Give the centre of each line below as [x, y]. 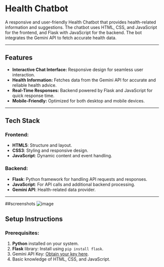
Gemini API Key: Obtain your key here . [51, 254]
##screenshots [20, 203]
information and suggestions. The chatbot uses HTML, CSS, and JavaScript [81, 27]
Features [19, 58]
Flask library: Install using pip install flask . [58, 249]
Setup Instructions [34, 219]
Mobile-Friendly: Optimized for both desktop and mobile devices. [78, 100]
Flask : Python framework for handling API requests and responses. [80, 179]
